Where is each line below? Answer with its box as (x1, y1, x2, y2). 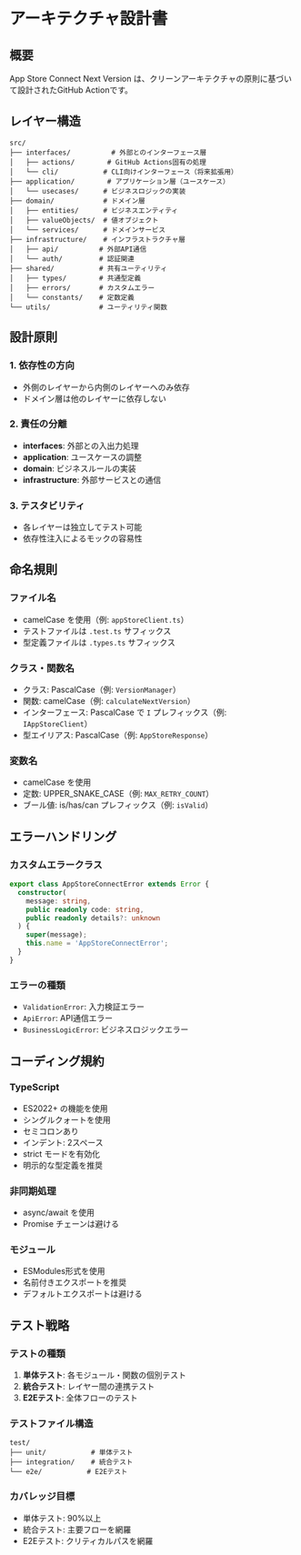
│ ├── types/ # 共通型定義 (9, 274, 142, 283)
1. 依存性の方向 (9, 359, 75, 372)
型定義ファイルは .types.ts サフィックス (22, 637, 176, 647)
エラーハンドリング (9, 828, 117, 844)
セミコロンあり (22, 1125, 79, 1137)
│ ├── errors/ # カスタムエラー (9, 283, 156, 292)
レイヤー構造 (9, 114, 82, 129)
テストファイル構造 (9, 1418, 94, 1430)
